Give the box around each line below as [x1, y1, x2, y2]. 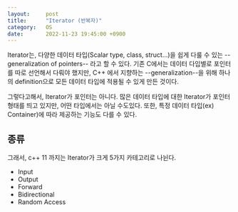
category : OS [7, 23, 53, 31]
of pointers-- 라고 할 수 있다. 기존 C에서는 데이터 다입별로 [51, 60, 212, 68]
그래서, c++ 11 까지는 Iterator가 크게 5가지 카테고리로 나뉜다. [7, 154, 177, 162]
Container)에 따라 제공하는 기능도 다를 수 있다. [7, 110, 138, 119]
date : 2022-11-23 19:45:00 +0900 [7, 30, 126, 38]
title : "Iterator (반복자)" [7, 17, 102, 24]
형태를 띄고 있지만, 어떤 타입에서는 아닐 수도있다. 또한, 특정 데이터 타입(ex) [7, 101, 214, 110]
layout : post [7, 10, 59, 18]
